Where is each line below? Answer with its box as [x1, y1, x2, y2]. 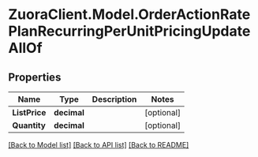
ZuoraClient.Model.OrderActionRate [8, 6, 251, 24]
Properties [8, 70, 62, 84]
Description [92, 94, 137, 104]
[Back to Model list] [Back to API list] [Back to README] [8, 140, 189, 149]
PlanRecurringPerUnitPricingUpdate [8, 22, 251, 40]
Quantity [12, 120, 46, 131]
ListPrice [12, 107, 47, 118]
